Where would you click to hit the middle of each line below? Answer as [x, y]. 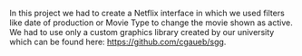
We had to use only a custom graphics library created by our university [142, 32]
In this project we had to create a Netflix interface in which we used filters [147, 13]
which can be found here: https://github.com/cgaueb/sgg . [118, 42]
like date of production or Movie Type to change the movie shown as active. [151, 23]
